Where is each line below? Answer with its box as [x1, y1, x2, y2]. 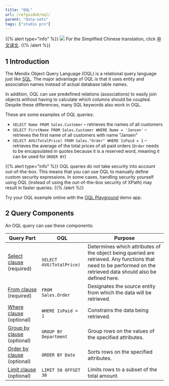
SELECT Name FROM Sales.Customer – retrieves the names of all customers [12, 122, 163, 128]
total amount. [88, 372, 119, 379]
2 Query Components [5, 209, 74, 217]
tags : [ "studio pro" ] [5, 21, 51, 27]
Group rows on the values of [88, 327, 155, 335]
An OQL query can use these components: [5, 223, 94, 229]
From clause [8, 286, 37, 293]
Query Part [9, 234, 36, 241]
